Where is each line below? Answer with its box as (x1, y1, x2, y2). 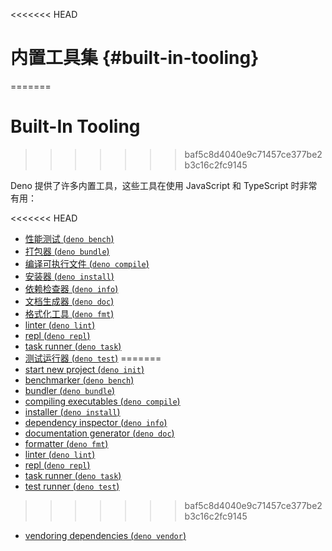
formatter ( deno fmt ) (24, 437, 109, 449)
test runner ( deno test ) (24, 480, 120, 492)
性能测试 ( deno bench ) (24, 232, 115, 244)
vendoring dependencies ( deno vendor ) (24, 529, 187, 541)
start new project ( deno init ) (24, 363, 145, 375)
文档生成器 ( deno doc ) (24, 295, 115, 307)
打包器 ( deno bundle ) (24, 245, 110, 257)
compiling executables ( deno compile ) (24, 395, 181, 407)
